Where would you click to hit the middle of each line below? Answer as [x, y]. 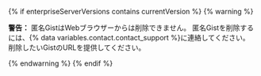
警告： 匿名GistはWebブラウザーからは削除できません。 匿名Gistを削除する [131, 28]
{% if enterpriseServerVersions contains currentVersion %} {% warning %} [131, 11]
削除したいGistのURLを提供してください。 [77, 47]
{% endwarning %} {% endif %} [61, 63]
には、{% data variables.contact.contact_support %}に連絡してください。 [129, 38]
